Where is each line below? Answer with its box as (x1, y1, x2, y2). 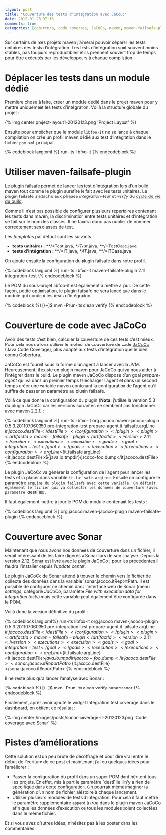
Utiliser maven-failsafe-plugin (5, 166, 132, 178)
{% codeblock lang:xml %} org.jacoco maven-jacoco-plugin (5, 508, 127, 514)
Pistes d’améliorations (5, 737, 99, 748)
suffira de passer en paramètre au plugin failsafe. (5, 388, 105, 393)
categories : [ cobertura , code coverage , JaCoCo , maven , (5, 26, 123, 31)
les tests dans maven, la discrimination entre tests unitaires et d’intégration (5, 213, 158, 219)
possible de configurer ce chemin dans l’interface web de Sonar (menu (5, 583, 150, 589)
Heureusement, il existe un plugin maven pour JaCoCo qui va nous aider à (5, 367, 157, 373)
